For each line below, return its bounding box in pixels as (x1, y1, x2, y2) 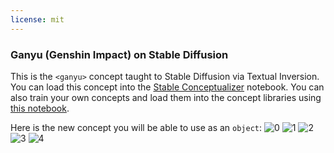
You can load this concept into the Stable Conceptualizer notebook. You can (10, 81, 325, 93)
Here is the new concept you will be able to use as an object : (10, 121, 263, 133)
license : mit (10, 14, 65, 25)
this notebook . (10, 102, 70, 114)
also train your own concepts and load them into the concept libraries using (10, 91, 322, 103)
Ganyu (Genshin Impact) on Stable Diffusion (10, 47, 229, 61)
